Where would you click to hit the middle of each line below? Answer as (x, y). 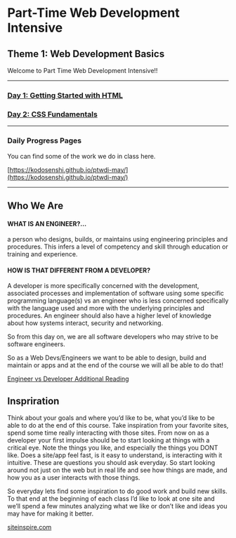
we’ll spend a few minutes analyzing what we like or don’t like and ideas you (117, 506)
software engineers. (36, 344)
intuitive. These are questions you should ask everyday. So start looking (111, 463)
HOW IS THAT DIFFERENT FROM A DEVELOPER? (79, 270)
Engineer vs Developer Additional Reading (68, 379)
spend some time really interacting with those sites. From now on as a (108, 433)
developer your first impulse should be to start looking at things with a (109, 440)
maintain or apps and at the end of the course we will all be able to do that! (115, 365)
